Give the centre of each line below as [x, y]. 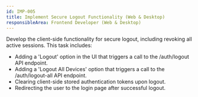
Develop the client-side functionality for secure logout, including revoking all [99, 39]
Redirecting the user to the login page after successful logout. [90, 88]
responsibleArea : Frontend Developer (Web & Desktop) [74, 22]
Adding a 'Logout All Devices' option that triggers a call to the [90, 69]
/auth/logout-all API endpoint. [51, 76]
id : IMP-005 [21, 11]
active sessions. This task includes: [49, 45]
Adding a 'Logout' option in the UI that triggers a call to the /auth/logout [102, 57]
